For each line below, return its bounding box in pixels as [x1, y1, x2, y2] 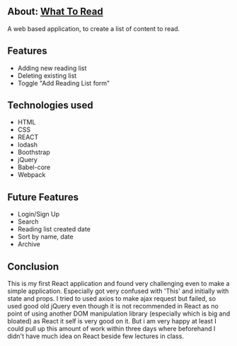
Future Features [7, 191, 79, 203]
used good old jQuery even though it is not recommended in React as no [7, 302, 219, 311]
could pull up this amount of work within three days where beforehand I [7, 325, 216, 333]
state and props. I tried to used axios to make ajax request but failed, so [7, 294, 216, 303]
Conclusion [7, 260, 59, 272]
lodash [17, 141, 37, 149]
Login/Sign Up [17, 210, 60, 219]
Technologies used [7, 99, 93, 112]
